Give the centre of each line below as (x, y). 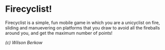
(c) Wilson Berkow (24, 42)
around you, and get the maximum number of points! (59, 33)
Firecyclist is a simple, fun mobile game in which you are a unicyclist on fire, (82, 23)
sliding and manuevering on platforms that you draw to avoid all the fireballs (82, 27)
